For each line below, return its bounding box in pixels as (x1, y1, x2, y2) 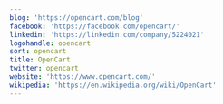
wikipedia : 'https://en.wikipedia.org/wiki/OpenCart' (9, 80, 218, 90)
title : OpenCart (9, 55, 71, 64)
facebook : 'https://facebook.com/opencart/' (9, 22, 180, 31)
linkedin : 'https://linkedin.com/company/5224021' (9, 30, 205, 39)
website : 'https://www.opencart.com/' (9, 72, 156, 81)
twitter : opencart (9, 64, 79, 73)
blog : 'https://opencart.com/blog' (9, 13, 144, 23)
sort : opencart (9, 47, 67, 56)
